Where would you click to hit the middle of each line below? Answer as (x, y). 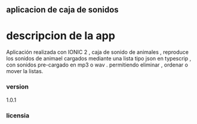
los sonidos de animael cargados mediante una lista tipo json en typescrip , (99, 59)
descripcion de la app (61, 36)
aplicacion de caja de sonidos (62, 10)
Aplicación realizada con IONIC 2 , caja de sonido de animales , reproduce (98, 52)
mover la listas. (25, 71)
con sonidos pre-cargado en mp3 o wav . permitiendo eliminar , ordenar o (97, 65)
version (17, 87)
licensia (18, 115)
